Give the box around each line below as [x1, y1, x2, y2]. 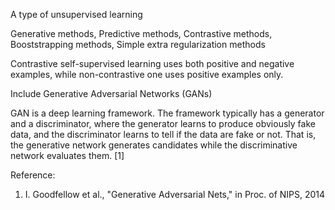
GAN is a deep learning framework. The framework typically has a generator [10, 107, 325, 119]
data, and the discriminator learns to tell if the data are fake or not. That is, [10, 129, 317, 140]
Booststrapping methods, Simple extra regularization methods [10, 39, 266, 50]
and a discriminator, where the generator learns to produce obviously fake [10, 118, 316, 129]
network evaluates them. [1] [10, 150, 125, 161]
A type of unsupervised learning [10, 9, 143, 20]
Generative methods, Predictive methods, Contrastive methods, [10, 28, 273, 39]
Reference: [10, 169, 56, 181]
